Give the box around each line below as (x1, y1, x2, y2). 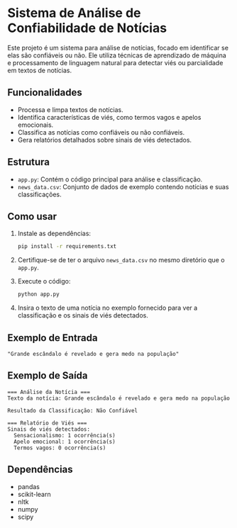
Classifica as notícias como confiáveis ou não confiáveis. (17, 128, 185, 136)
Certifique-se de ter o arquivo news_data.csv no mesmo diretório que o (17, 256, 225, 264)
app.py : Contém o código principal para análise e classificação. (17, 175, 203, 184)
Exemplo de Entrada (7, 332, 98, 344)
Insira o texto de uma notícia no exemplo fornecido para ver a (17, 303, 198, 313)
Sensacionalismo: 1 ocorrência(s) (13, 432, 116, 439)
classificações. (17, 190, 62, 198)
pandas (17, 482, 40, 490)
